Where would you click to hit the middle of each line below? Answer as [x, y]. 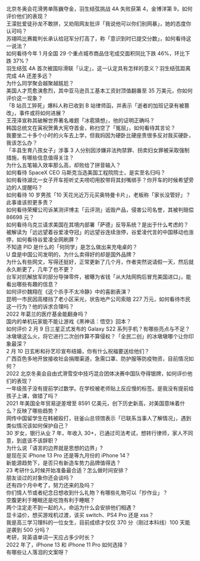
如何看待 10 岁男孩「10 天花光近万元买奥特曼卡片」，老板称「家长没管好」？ [99, 195]
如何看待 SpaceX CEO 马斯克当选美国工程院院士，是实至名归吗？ [86, 172]
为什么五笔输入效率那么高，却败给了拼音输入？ [63, 165]
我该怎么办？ [22, 143]
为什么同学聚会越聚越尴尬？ [40, 83]
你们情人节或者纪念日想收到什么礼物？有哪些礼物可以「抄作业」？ [87, 493]
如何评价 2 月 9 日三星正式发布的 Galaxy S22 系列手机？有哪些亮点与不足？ [98, 329]
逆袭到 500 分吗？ [28, 530]
